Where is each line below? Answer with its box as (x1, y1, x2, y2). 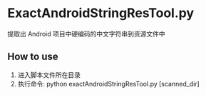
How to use (7, 51, 58, 63)
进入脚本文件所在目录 (17, 70, 81, 79)
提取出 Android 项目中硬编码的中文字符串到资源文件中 (7, 29, 165, 38)
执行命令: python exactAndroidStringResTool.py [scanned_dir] (17, 79, 200, 88)
